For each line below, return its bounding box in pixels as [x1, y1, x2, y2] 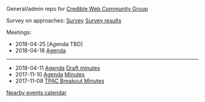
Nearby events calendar [6, 89, 67, 96]
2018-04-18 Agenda [15, 47, 66, 54]
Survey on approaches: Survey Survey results [6, 17, 122, 24]
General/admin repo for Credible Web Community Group [6, 5, 148, 12]
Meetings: [6, 29, 32, 36]
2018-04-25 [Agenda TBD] [15, 41, 84, 47]
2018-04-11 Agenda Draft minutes [15, 64, 101, 72]
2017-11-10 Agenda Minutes [15, 71, 85, 78]
